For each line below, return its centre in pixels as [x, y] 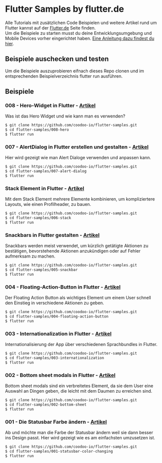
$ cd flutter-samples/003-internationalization [55, 358]
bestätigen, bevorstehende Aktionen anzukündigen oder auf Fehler [73, 251]
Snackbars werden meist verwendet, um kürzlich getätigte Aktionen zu [77, 246]
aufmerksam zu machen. [30, 256]
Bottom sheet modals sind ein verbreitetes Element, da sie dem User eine [79, 386]
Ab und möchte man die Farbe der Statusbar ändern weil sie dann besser [79, 432]
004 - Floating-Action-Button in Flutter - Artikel [63, 287]
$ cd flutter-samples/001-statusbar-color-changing [59, 451]
